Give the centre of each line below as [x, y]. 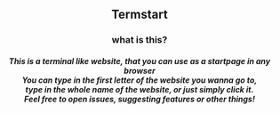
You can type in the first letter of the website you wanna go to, [140, 80]
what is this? [140, 40]
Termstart [140, 15]
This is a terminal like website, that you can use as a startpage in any [140, 61]
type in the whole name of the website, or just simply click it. [140, 89]
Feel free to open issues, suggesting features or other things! [140, 99]
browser [140, 70]
